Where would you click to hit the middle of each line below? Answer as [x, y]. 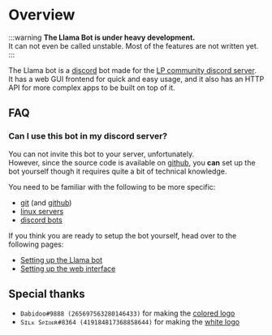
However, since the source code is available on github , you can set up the [132, 162]
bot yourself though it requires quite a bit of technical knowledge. [118, 171]
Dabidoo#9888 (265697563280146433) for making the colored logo [127, 313]
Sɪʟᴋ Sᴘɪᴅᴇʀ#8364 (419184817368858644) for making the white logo [130, 322]
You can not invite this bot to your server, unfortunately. [101, 154]
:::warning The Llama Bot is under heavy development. [102, 37]
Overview [42, 15]
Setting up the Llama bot [61, 260]
